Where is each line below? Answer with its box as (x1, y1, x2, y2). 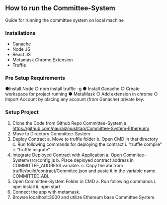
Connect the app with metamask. (12, 189, 81, 195)
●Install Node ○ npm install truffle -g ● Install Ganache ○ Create (5, 86, 140, 92)
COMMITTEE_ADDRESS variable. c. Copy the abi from (12, 162, 123, 168)
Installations (5, 29, 36, 36)
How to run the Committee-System (5, 4, 115, 12)
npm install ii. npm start (12, 184, 61, 190)
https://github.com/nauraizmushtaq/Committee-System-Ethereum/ (12, 125, 150, 131)
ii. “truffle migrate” (12, 146, 50, 152)
